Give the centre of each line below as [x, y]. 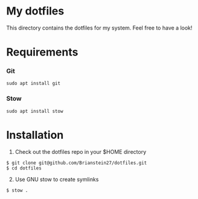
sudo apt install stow [35, 111]
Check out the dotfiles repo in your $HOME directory [81, 151]
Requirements [42, 52]
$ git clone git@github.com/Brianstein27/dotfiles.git [77, 163]
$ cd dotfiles [24, 168]
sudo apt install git [34, 84]
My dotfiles [35, 11]
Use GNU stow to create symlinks [57, 179]
